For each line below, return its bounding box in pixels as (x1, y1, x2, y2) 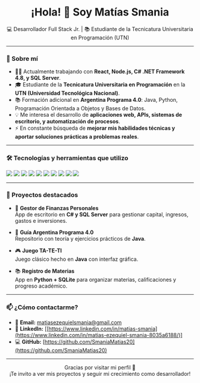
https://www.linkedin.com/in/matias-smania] (48, 325, 158, 332)
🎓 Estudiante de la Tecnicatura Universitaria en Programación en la (14, 81, 186, 88)
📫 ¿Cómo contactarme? (6, 303, 79, 312)
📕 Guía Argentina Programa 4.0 (14, 229, 94, 236)
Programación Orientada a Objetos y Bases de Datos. (14, 105, 146, 112)
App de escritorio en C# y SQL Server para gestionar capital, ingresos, (14, 211, 189, 218)
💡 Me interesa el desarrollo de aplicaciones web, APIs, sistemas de (14, 111, 183, 119)
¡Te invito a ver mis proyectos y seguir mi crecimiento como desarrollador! (9, 370, 191, 378)
